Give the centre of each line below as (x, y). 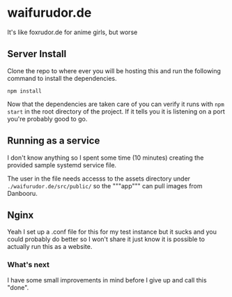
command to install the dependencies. (62, 78)
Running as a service (54, 141)
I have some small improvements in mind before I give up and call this (107, 280)
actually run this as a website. (50, 247)
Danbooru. (23, 193)
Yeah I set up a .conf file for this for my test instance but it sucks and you (112, 232)
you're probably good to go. (47, 119)
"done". (18, 287)
